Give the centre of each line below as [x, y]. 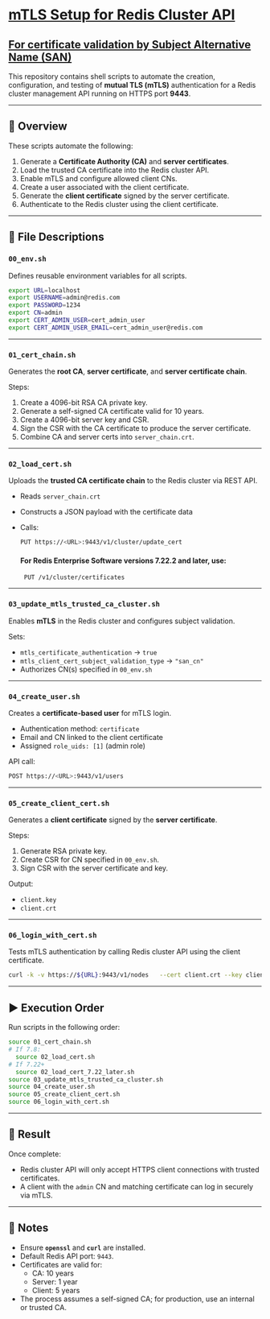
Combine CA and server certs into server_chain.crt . [107, 437]
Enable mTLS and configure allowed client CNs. [99, 178]
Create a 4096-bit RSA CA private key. [84, 403]
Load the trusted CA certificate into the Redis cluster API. [115, 170]
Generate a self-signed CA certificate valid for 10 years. [112, 411]
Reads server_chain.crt [60, 496]
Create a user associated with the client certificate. [104, 187]
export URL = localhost [45, 290]
